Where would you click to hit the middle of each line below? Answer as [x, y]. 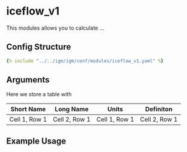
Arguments [28, 80]
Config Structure [39, 47]
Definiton [159, 109]
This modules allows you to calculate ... [55, 28]
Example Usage [36, 141]
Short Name [28, 109]
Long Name [72, 109]
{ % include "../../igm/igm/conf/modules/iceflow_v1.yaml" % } [85, 61]
